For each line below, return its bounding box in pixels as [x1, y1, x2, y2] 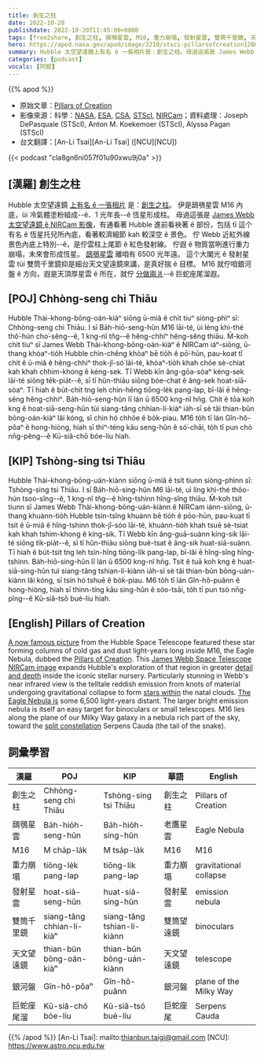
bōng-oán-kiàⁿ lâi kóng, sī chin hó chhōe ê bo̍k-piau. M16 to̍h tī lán [8, 413, 224, 423]
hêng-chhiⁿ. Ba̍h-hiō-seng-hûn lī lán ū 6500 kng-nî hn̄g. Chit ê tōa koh [26, 394, 255, 404]
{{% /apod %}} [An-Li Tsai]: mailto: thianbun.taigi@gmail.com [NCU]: [8, 1032, 230, 1041]
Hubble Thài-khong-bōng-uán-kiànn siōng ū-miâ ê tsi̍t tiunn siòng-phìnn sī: [8, 475, 253, 485]
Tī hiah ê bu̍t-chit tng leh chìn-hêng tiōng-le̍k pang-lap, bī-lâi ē [26, 385, 230, 394]
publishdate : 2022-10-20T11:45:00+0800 [8, 26, 139, 34]
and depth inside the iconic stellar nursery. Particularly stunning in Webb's [8, 671, 249, 680]
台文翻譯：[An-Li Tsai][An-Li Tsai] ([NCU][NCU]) [19, 137, 178, 146]
